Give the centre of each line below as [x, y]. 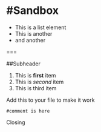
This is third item [36, 88]
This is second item [39, 82]
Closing [16, 122]
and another [30, 40]
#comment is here [28, 111]
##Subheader [24, 64]
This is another [34, 33]
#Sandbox [33, 11]
